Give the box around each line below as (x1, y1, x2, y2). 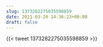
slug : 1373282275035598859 (6, 8, 72, 15)
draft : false (6, 19, 38, 25)
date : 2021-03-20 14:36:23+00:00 (6, 14, 88, 20)
